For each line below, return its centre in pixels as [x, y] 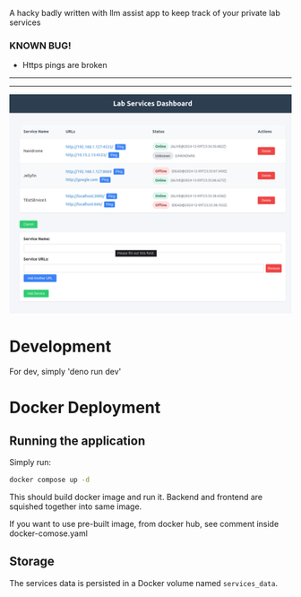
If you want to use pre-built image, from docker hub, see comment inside [144, 523]
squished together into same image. [76, 506]
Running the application [77, 441]
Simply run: [30, 463]
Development [60, 346]
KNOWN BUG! [40, 46]
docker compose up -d [50, 480]
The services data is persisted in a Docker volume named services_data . [143, 583]
